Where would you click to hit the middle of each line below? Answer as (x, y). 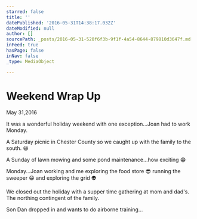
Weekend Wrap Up (53, 96)
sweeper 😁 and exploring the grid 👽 (51, 178)
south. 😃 (17, 148)
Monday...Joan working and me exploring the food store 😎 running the (93, 171)
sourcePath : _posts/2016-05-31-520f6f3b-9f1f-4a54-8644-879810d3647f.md (98, 39)
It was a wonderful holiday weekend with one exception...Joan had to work (98, 124)
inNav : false (22, 56)
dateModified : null (30, 28)
